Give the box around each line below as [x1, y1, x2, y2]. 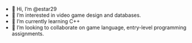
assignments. [11, 30, 44, 37]
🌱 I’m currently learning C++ [11, 18, 80, 24]
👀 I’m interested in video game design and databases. [11, 12, 142, 19]
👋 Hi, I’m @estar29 [11, 6, 57, 12]
